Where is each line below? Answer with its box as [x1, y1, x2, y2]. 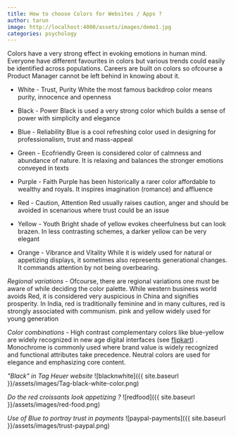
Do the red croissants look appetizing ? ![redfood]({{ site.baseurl [7, 393, 195, 402]
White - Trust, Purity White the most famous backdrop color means [17, 85, 213, 94]
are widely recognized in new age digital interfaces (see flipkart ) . [7, 336, 198, 344]
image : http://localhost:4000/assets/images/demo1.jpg [7, 23, 172, 30]
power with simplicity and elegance [17, 114, 121, 123]
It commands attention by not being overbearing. [17, 264, 160, 272]
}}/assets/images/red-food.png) [7, 400, 101, 409]
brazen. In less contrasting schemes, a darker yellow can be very [17, 227, 207, 236]
